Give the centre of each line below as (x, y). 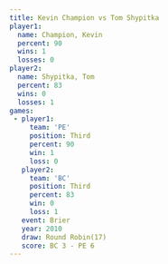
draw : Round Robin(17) (64, 237)
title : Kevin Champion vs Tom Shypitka (84, 18)
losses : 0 (36, 60)
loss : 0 (44, 161)
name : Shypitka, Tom (56, 77)
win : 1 (42, 152)
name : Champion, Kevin (60, 34)
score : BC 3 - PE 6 (58, 246)
